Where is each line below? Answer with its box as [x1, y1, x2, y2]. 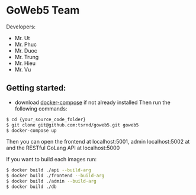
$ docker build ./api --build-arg [6, 167, 92, 173]
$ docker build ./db [6, 184, 57, 190]
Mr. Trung [14, 53, 39, 60]
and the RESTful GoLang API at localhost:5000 [6, 144, 120, 151]
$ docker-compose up [6, 128, 57, 134]
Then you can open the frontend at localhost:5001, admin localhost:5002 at [6, 138, 190, 145]
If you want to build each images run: [6, 156, 97, 163]
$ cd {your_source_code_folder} [6, 116, 86, 122]
